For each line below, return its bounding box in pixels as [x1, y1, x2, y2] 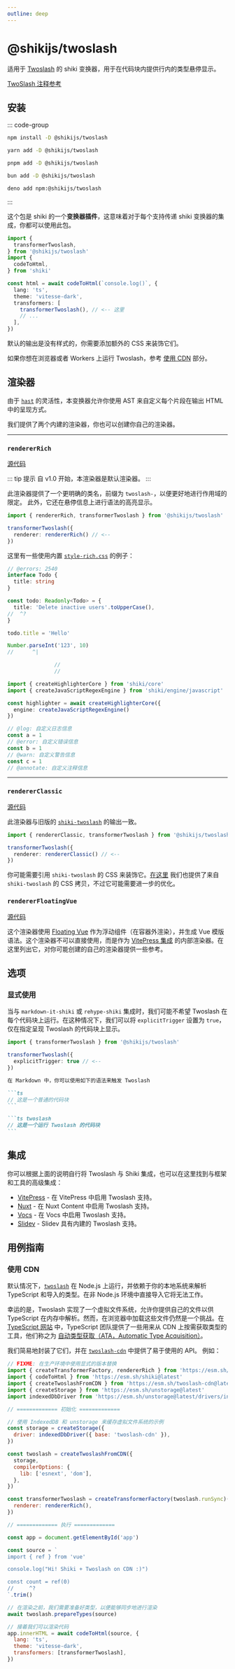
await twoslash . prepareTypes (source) [7, 1610, 117, 1618]
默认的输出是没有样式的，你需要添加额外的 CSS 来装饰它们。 [7, 339, 183, 347]
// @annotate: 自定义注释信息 [7, 764, 88, 771]
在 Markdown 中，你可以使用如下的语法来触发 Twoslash [7, 1076, 150, 1084]
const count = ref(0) [7, 1579, 71, 1586]
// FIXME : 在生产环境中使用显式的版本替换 [7, 1360, 117, 1368]
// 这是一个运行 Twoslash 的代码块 [7, 1122, 100, 1129]
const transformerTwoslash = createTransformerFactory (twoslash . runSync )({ [7, 1496, 233, 1503]
